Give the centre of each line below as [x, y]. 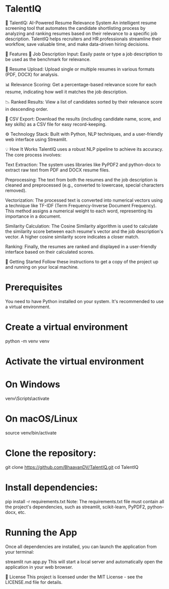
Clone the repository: [51, 453]
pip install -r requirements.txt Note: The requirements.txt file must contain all [85, 501]
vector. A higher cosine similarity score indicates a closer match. [72, 237]
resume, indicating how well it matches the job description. [66, 92]
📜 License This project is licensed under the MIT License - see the [74, 577]
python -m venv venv [27, 341]
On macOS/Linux [42, 419]
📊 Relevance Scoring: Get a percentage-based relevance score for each [81, 84]
